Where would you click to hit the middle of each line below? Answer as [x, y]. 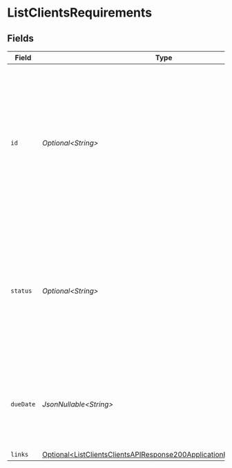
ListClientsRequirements [80, 13]
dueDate [23, 404]
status [21, 291]
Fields [21, 38]
